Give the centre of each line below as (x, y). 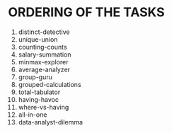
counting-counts (42, 47)
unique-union (38, 39)
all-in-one (33, 115)
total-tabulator (39, 92)
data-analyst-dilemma (51, 122)
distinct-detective (44, 32)
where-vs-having (44, 107)
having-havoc (39, 99)
